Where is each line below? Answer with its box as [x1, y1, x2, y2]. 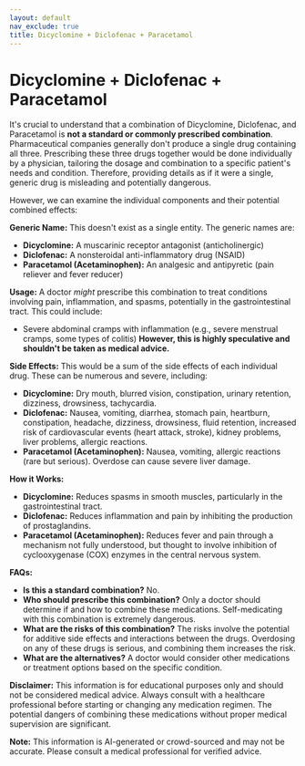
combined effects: [9, 204, 78, 215]
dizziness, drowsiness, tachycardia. [22, 398, 158, 409]
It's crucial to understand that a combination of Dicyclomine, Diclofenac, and [9, 119, 297, 130]
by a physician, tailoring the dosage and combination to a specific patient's [9, 158, 291, 169]
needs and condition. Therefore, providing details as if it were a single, [9, 168, 274, 179]
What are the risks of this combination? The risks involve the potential [22, 624, 290, 635]
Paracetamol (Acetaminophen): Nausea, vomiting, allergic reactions [22, 446, 281, 457]
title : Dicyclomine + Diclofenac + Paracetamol [9, 30, 194, 39]
